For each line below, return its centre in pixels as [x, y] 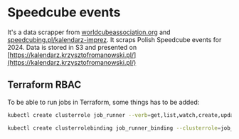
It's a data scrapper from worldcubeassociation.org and [89, 32]
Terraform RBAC [44, 85]
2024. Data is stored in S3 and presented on [72, 47]
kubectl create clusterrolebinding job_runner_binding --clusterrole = [114, 128]
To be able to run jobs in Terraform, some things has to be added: [103, 102]
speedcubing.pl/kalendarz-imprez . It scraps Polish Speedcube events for [115, 39]
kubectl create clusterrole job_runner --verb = [79, 115]
